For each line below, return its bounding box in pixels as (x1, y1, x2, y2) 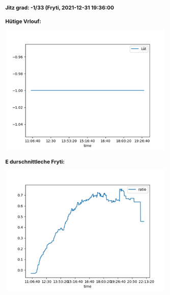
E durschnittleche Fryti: (5, 158, 65, 165)
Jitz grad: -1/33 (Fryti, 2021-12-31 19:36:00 (5, 4, 115, 11)
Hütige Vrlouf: (5, 17, 42, 24)
